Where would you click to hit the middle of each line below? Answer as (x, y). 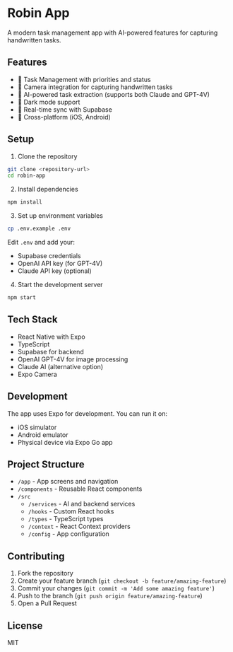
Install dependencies (48, 190)
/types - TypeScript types (66, 519)
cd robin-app (26, 176)
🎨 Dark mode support (49, 102)
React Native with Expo (52, 337)
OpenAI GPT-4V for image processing (73, 359)
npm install (25, 202)
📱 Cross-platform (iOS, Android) (64, 117)
